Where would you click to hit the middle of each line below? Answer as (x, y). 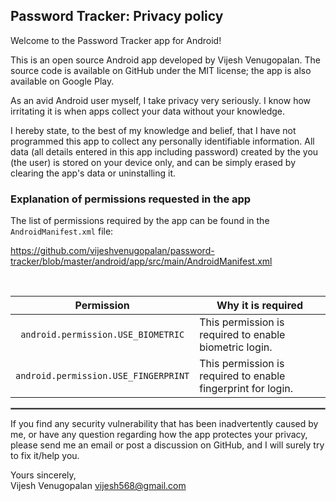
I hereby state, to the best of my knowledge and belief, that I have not (153, 130)
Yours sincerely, (43, 475)
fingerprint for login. (246, 389)
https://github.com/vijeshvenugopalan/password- (112, 251)
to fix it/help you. (45, 456)
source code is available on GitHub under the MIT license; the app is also (161, 70)
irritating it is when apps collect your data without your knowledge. (148, 111)
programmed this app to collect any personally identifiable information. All (162, 141)
